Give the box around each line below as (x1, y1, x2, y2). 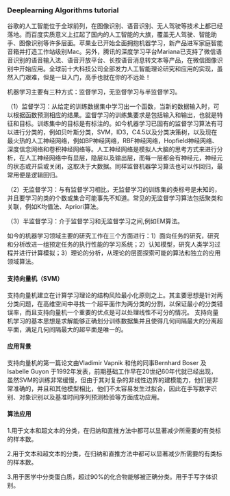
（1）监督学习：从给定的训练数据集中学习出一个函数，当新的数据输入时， (7, 102, 214, 111)
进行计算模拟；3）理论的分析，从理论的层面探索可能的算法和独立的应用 (18, 249, 221, 257)
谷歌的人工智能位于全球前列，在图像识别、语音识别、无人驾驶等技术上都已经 (7, 22, 223, 30)
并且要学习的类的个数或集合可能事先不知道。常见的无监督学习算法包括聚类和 (7, 194, 223, 202)
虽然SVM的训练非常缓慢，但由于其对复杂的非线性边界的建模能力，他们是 (7, 375, 213, 384)
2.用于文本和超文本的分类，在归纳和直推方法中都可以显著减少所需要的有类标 (7, 449, 222, 458)
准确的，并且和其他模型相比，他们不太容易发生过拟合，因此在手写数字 (12, 384, 211, 393)
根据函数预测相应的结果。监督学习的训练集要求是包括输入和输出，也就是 (12, 111, 217, 119)
